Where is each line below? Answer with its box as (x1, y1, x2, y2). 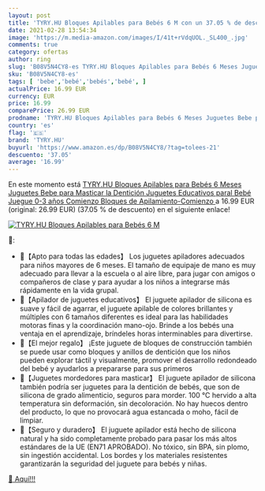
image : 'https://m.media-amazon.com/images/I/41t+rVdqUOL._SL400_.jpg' (8, 33, 248, 42)
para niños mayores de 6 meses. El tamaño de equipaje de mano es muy (19, 261, 256, 270)
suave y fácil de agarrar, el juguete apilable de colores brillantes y (19, 304, 233, 314)
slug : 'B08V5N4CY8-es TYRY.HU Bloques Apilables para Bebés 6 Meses (8, 63, 238, 71)
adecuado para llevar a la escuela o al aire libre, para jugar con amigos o (19, 269, 256, 278)
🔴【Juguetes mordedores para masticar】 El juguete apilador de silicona (19, 374, 256, 383)
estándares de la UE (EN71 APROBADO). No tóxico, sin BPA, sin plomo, (19, 442, 250, 452)
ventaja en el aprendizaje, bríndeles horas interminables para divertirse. (19, 329, 253, 339)
